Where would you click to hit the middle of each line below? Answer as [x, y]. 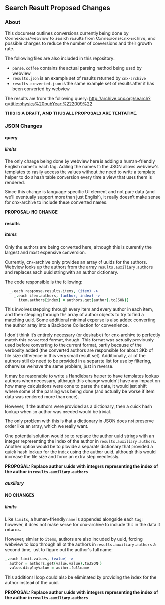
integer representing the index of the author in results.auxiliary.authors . [81, 441]
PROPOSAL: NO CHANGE [31, 212]
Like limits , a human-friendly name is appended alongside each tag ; [74, 519]
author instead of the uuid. [32, 582]
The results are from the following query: [47, 98]
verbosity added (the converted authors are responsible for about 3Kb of [79, 350]
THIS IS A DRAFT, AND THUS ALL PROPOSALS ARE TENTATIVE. [71, 113]
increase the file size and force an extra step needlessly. [62, 457]
